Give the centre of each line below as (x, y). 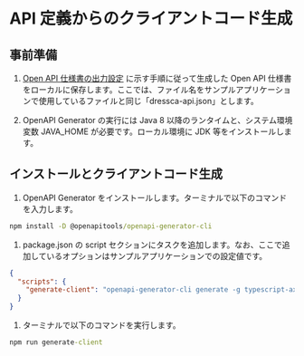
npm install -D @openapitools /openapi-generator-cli (111, 226)
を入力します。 (50, 208)
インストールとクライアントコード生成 (116, 174)
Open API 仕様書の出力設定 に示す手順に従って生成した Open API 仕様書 (157, 78)
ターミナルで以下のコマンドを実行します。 (101, 325)
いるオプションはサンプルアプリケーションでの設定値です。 (157, 255)
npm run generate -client (56, 342)
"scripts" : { (42, 282)
